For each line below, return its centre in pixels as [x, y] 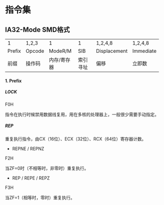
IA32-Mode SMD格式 [37, 30]
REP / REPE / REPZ [31, 178]
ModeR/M [60, 51]
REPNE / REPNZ [28, 148]
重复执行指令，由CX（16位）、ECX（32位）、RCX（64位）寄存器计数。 [76, 139]
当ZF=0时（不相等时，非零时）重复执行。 [47, 168]
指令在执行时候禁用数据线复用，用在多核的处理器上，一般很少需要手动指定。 [82, 114]
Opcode [35, 51]
